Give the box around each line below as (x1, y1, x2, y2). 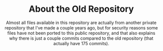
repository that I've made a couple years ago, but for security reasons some (4, 25, 158, 30)
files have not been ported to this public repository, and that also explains (7, 30, 156, 36)
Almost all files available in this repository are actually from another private (6, 20, 157, 25)
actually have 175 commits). (53, 40, 109, 46)
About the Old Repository (28, 3, 134, 15)
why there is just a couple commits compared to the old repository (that (9, 35, 154, 41)
